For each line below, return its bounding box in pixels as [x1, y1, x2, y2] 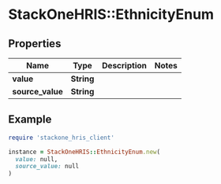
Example [8, 112, 52, 127]
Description [102, 61, 148, 71]
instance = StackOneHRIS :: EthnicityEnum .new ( [8, 148, 160, 156]
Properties [8, 37, 62, 50]
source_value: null [15, 163, 80, 171]
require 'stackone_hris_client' [8, 134, 114, 142]
